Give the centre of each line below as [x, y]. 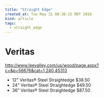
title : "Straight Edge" [29, 10]
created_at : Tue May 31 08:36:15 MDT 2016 [48, 14]
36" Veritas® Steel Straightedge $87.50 [51, 90]
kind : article [19, 19]
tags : [10, 23]
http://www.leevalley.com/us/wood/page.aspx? [52, 65]
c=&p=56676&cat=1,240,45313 [36, 71]
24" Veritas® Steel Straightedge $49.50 [51, 85]
